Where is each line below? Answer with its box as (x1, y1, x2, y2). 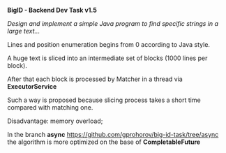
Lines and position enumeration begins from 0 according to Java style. (7, 41, 211, 48)
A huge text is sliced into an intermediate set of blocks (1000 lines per (7, 54, 208, 62)
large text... (7, 27, 40, 35)
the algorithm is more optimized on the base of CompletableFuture (7, 138, 201, 146)
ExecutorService (7, 82, 57, 90)
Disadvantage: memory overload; (7, 117, 103, 125)
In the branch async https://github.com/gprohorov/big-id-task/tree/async (7, 131, 219, 138)
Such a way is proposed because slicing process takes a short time (7, 96, 201, 104)
